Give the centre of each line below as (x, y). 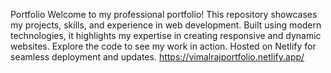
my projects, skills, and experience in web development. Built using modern (166, 25)
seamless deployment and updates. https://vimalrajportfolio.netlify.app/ (157, 57)
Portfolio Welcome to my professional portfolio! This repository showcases (164, 14)
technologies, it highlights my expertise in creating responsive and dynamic (166, 35)
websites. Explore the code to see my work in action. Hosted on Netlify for (163, 46)
